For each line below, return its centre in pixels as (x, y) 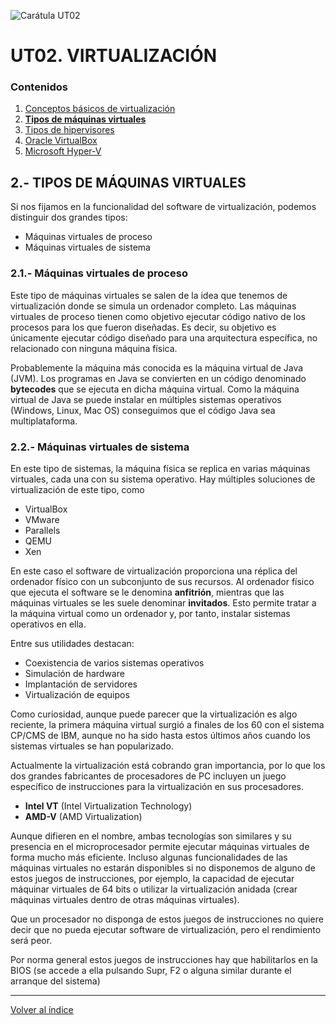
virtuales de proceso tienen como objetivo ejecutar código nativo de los (158, 316)
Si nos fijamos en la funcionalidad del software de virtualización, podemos (163, 207)
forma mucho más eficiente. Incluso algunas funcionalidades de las (149, 857)
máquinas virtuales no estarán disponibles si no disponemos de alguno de (163, 867)
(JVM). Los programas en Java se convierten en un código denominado (158, 378)
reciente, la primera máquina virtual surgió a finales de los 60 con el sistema (167, 724)
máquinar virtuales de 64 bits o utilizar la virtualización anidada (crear (154, 889)
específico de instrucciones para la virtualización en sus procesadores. (157, 786)
